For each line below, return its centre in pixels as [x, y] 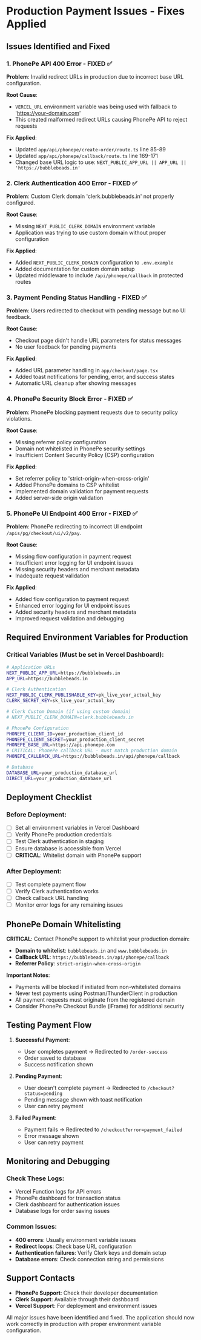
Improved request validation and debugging [70, 619]
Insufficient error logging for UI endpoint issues [74, 563]
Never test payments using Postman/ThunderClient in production [96, 993]
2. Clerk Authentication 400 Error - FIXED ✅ [72, 183]
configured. [21, 203]
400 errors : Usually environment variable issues [75, 1240]
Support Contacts [41, 1278]
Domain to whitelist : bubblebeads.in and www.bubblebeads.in [91, 950]
